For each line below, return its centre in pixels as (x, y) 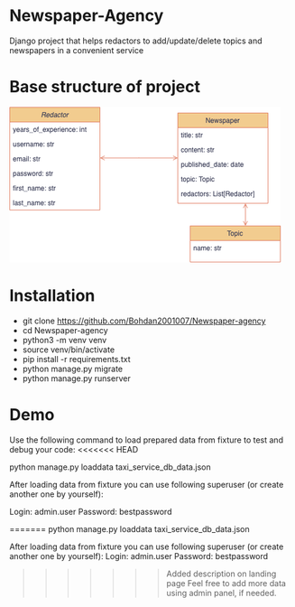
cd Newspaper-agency (65, 330)
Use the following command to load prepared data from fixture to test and (147, 440)
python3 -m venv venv (65, 340)
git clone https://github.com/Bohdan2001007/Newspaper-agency (144, 321)
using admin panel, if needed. (221, 593)
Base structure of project (105, 87)
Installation (52, 296)
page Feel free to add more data (226, 583)
